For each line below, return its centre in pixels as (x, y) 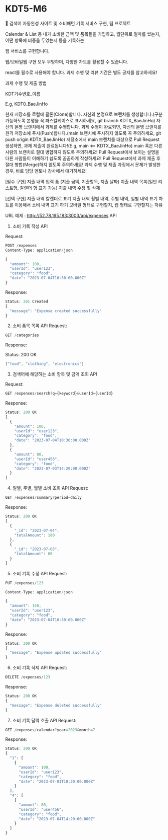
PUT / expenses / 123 (24, 583)
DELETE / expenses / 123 (28, 677)
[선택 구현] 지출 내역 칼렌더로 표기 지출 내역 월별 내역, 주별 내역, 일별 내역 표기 (81, 198)
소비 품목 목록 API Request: (40, 326)
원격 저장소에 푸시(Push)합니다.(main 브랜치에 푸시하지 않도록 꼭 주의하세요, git (83, 133)
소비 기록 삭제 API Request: (40, 668)
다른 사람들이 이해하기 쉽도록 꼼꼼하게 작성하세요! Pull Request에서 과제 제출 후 (83, 158)
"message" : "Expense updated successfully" (56, 653)
